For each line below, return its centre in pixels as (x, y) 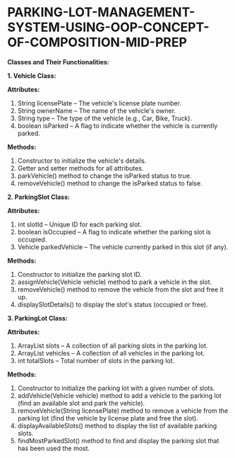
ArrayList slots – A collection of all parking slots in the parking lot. (113, 345)
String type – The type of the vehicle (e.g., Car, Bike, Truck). (105, 118)
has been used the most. (54, 448)
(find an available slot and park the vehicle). (81, 403)
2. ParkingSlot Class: (39, 197)
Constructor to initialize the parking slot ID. (80, 274)
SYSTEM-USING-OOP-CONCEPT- (108, 27)
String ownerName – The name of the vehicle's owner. (97, 110)
